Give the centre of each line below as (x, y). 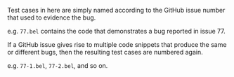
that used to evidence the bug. (52, 17)
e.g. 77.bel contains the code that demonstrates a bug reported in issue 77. (117, 31)
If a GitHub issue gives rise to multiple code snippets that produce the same (117, 44)
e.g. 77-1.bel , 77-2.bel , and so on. (58, 65)
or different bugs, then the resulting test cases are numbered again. (105, 52)
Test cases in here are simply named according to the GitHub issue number (116, 10)
